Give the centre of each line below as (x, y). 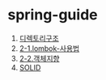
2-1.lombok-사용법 (49, 48)
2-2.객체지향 (39, 58)
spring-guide (53, 15)
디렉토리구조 (39, 38)
